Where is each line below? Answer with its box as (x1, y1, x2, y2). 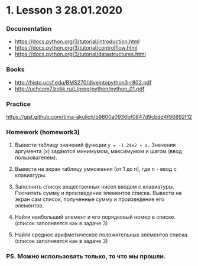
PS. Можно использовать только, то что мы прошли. (6, 252, 166, 261)
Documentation (6, 25, 52, 33)
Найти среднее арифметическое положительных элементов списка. (14, 231, 189, 238)
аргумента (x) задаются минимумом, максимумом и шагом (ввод (14, 148, 182, 155)
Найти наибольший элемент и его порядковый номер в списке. (14, 213, 176, 220)
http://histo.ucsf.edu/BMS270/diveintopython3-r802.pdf (14, 79, 152, 86)
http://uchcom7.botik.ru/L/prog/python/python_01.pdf (14, 85, 145, 92)
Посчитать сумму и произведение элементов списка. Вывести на (14, 190, 182, 197)
